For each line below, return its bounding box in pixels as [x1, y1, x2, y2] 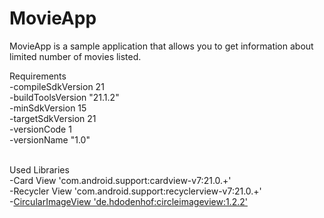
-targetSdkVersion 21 [9, 112, 97, 124]
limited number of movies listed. [9, 50, 142, 62]
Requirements [9, 70, 67, 82]
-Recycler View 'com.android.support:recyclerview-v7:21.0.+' [9, 185, 262, 197]
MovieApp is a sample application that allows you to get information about [9, 40, 314, 52]
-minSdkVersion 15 [9, 102, 87, 114]
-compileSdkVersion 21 [9, 80, 105, 92]
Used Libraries [9, 163, 70, 176]
